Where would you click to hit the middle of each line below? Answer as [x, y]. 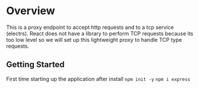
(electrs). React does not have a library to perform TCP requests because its [100, 33]
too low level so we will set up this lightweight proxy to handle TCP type [94, 40]
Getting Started [35, 65]
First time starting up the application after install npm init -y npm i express [98, 79]
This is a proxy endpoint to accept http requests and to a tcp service [90, 27]
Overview [31, 11]
